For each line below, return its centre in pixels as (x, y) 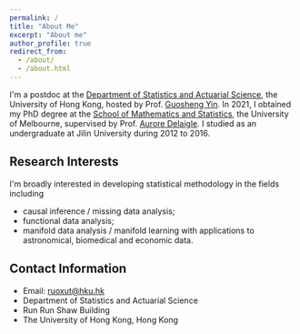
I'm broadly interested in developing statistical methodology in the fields (145, 184)
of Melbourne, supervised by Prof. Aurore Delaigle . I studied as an (133, 123)
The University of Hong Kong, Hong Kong (100, 319)
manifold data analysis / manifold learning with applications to (138, 230)
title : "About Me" (44, 26)
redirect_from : (38, 52)
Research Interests (64, 162)
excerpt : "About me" (49, 35)
